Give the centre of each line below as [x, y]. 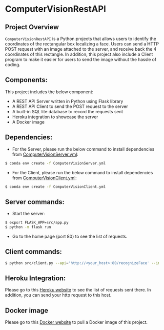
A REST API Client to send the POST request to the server [70, 106]
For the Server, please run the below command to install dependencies [83, 149]
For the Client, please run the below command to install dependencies [82, 172]
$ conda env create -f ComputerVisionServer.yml [55, 163]
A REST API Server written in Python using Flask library [68, 101]
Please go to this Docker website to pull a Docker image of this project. [76, 322]
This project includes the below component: [49, 92]
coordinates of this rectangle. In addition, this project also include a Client [79, 54]
